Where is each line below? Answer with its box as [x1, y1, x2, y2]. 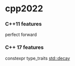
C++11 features [5, 21, 42, 28]
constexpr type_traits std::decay [5, 55, 70, 61]
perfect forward [5, 32, 37, 37]
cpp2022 [5, 3, 43, 14]
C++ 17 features [5, 44, 44, 51]
